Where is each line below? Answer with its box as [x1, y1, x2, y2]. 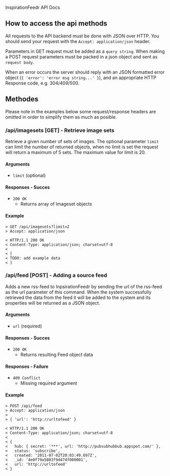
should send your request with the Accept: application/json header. [5, 38, 151, 44]
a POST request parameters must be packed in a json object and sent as [5, 53, 158, 60]
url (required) [12, 323, 42, 329]
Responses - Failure [5, 363, 48, 369]
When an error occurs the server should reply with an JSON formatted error [5, 69, 165, 75]
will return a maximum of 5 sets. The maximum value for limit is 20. [5, 149, 146, 155]
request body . [5, 59, 34, 65]
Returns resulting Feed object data [20, 351, 93, 358]
